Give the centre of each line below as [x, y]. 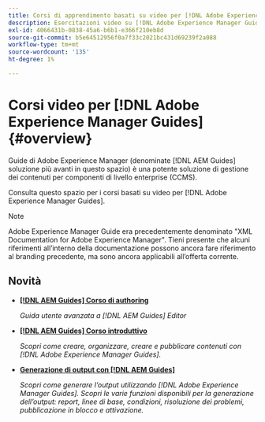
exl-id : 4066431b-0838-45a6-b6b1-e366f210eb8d [86, 30]
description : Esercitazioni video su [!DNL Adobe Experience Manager [125, 23]
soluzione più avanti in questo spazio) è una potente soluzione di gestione [129, 168]
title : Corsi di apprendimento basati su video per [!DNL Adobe [116, 15]
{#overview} [50, 139]
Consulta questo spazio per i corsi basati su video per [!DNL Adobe [118, 192]
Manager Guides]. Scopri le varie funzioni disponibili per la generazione [136, 393]
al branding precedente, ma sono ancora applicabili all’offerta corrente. [123, 256]
